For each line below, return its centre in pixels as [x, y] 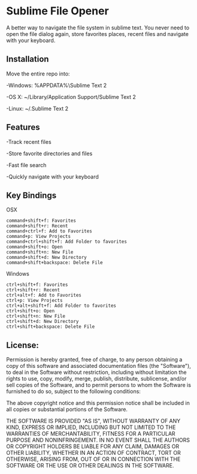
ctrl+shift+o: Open [31, 311]
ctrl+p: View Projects [34, 301]
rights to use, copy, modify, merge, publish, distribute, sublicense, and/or [96, 379]
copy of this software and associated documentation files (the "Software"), [99, 366]
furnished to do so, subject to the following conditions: [73, 391]
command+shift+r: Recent [37, 226]
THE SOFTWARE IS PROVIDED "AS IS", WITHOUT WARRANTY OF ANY [93, 421]
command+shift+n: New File [40, 252]
